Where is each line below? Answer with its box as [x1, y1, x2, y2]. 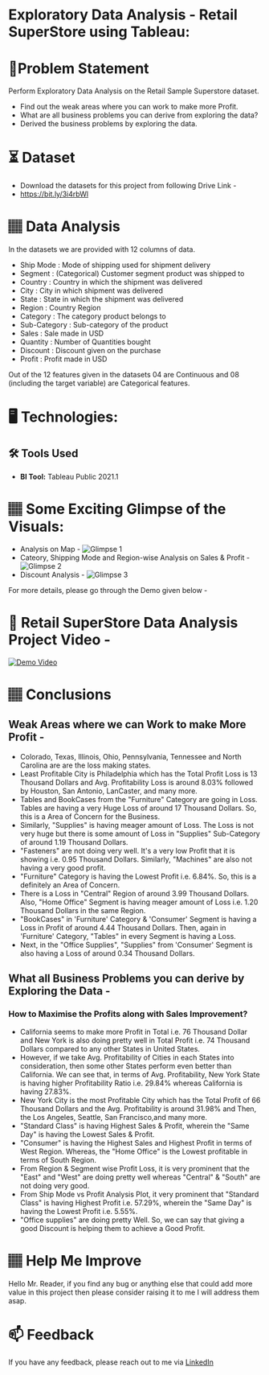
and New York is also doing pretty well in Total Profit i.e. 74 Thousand [19, 1035, 251, 1045]
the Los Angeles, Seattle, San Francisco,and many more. [19, 1112, 207, 1122]
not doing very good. [19, 1180, 90, 1190]
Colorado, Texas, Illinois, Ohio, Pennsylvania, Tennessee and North [19, 751, 243, 761]
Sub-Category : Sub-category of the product [19, 320, 169, 329]
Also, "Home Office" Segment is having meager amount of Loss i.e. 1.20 [19, 897, 259, 907]
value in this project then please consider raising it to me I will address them [8, 1287, 259, 1297]
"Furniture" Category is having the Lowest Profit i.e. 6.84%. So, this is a [19, 871, 257, 881]
